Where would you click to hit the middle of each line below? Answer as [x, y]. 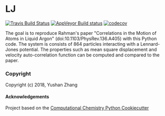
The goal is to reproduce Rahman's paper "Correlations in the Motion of [81, 33]
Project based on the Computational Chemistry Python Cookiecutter [77, 108]
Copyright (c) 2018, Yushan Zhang [42, 85]
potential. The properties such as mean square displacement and [88, 49]
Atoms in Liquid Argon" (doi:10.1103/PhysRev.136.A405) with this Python [81, 38]
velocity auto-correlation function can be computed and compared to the [82, 55]
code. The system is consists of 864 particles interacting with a [72, 44]
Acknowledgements [27, 96]
